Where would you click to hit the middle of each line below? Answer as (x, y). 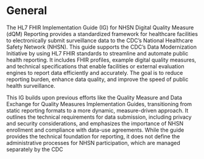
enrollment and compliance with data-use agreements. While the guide (95, 130)
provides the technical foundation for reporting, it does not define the (93, 136)
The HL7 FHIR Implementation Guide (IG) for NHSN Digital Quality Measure (100, 27)
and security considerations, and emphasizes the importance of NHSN (95, 123)
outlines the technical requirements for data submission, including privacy (99, 117)
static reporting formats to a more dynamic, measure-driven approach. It (97, 110)
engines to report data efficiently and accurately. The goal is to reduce (95, 72)
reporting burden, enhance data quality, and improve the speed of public (97, 79)
